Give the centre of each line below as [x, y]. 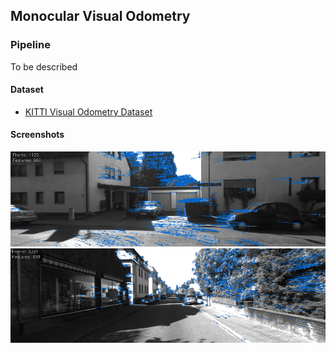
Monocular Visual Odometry [100, 16]
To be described [44, 66]
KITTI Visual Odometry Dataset [88, 111]
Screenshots [37, 135]
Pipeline [30, 45]
